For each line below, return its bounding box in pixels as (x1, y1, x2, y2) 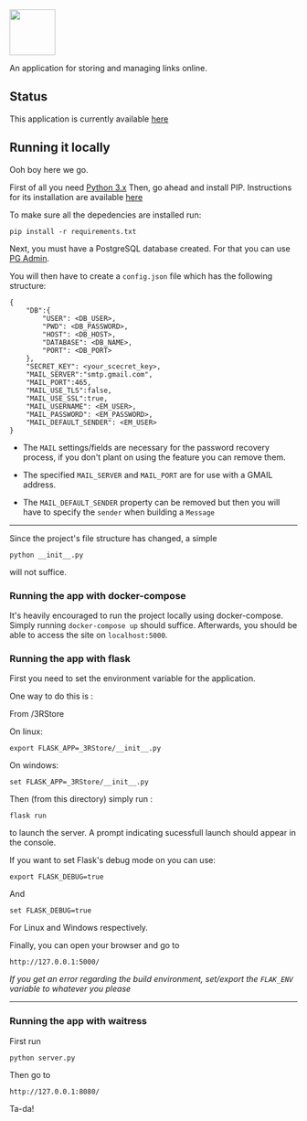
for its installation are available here (9, 191, 143, 202)
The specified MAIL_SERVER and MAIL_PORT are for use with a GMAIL (22, 469, 273, 480)
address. (22, 479, 57, 490)
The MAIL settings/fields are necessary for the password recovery (22, 442, 270, 453)
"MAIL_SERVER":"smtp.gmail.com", (26, 369, 153, 379)
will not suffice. (9, 566, 67, 577)
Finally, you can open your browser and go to (9, 940, 180, 951)
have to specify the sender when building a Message (22, 507, 215, 518)
